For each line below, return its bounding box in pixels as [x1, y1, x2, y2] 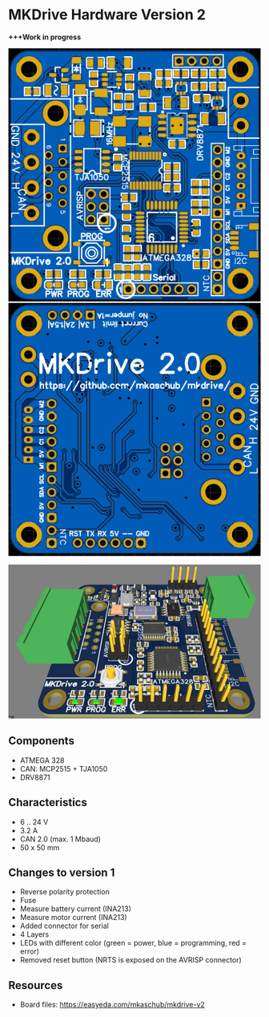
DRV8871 [19, 772, 50, 782]
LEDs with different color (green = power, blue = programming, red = [19, 938, 247, 948]
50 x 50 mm [19, 842, 60, 852]
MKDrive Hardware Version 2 [8, 6, 207, 24]
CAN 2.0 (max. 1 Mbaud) [19, 834, 102, 844]
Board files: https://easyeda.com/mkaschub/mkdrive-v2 [19, 1000, 206, 1010]
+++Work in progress [8, 32, 82, 42]
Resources [8, 979, 63, 992]
